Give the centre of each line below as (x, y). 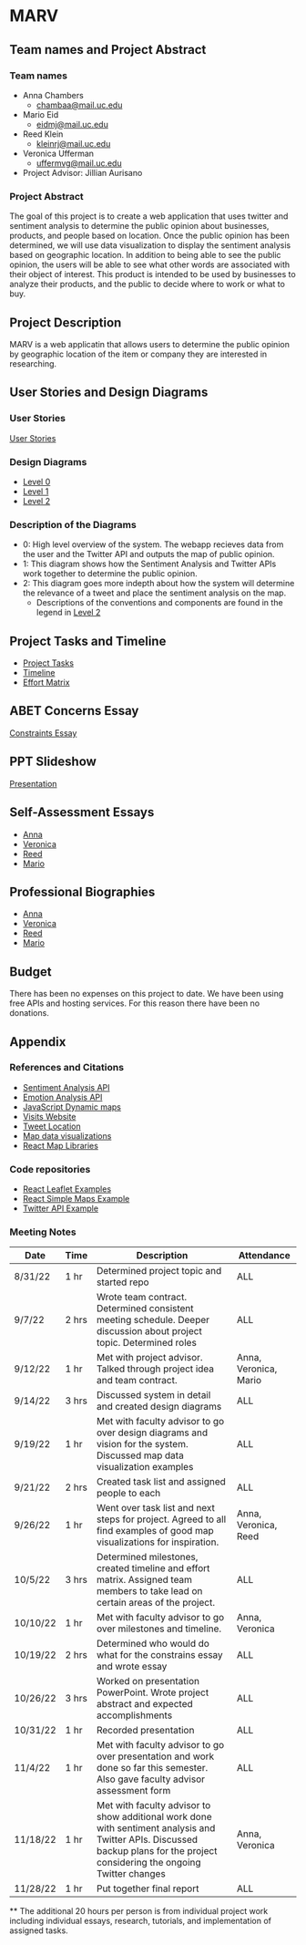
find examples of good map (155, 1531)
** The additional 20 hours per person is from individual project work (139, 1911)
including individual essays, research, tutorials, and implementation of (140, 1921)
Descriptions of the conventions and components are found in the (160, 603)
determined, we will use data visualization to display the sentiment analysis (150, 245)
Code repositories (50, 1169)
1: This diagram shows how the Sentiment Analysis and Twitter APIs (149, 564)
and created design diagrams (159, 1407)
